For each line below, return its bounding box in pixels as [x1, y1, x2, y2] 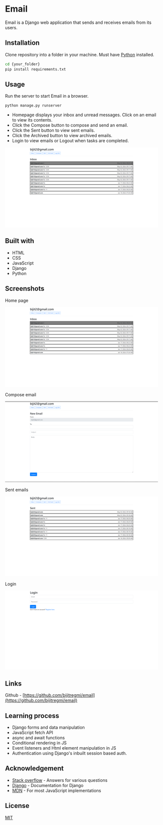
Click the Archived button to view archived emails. [12, 133, 113, 139]
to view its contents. [12, 117, 52, 123]
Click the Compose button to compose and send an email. [12, 123, 129, 128]
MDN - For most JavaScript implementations [12, 788, 101, 793]
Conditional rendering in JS [12, 740, 67, 746]
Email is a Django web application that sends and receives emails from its [5, 19, 152, 25]
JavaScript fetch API [12, 730, 53, 736]
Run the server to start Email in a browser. [5, 93, 89, 99]
